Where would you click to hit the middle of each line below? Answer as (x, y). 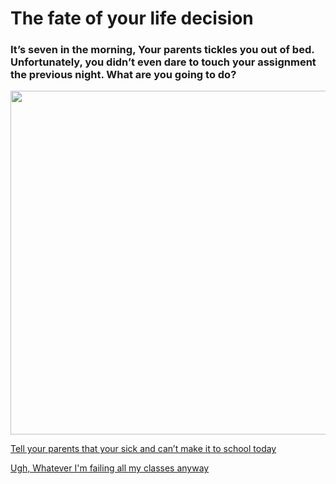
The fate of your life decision (132, 18)
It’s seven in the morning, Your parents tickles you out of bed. (162, 50)
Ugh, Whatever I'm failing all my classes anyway (110, 468)
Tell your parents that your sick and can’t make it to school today (143, 449)
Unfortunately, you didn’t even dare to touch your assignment (163, 62)
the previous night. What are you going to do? (123, 75)
